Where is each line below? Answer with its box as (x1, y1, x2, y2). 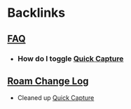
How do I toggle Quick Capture (17, 54, 124, 64)
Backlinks (7, 5, 66, 21)
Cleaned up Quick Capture (17, 94, 95, 102)
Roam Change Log (7, 75, 89, 87)
